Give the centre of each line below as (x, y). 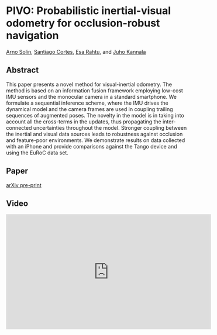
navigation (32, 36)
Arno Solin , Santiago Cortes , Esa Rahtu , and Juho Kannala (76, 51)
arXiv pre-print (24, 185)
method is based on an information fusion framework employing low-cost (94, 90)
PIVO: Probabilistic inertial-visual (89, 11)
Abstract (23, 70)
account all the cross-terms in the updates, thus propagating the (84, 122)
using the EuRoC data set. (37, 153)
